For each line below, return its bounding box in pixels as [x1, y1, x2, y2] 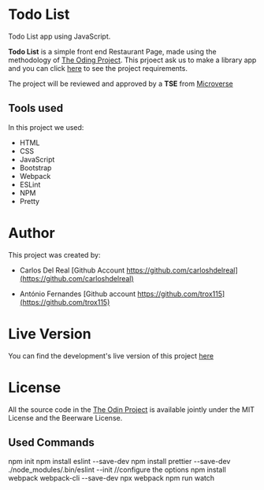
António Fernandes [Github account [19, 289, 136, 299]
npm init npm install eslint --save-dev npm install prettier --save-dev [8, 457, 231, 466]
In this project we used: [8, 122, 84, 132]
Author [8, 224, 55, 242]
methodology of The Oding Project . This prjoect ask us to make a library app [8, 55, 257, 65]
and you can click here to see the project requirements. [8, 63, 188, 72]
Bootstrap [19, 163, 52, 173]
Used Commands [8, 436, 95, 449]
